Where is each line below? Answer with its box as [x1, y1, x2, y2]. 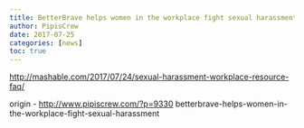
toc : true [9, 47, 47, 56]
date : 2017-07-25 [9, 30, 75, 39]
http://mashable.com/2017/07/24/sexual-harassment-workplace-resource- [9, 71, 290, 82]
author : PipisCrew [9, 22, 79, 31]
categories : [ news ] [9, 38, 83, 48]
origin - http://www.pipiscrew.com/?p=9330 [9, 98, 174, 109]
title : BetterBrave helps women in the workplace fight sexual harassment [9, 13, 298, 23]
